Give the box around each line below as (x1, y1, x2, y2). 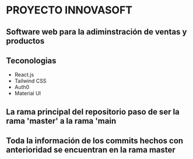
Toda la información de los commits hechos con (6, 136, 184, 146)
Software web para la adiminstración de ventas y (6, 27, 187, 37)
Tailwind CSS (14, 77, 47, 85)
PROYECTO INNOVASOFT (6, 4, 133, 17)
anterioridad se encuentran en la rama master (6, 145, 176, 155)
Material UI (14, 90, 41, 97)
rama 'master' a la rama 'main (6, 116, 117, 126)
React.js (14, 71, 34, 78)
